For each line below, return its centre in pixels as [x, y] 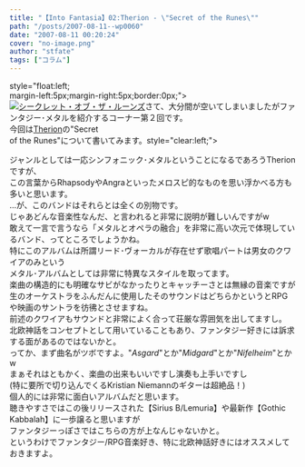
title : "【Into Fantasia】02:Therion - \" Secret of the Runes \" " [134, 18]
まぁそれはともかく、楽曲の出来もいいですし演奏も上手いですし [128, 374]
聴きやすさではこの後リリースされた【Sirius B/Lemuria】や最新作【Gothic [148, 408]
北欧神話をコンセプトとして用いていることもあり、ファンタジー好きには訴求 [152, 330]
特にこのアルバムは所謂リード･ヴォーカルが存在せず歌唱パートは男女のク [147, 250]
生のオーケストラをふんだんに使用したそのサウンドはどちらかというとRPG [149, 296]
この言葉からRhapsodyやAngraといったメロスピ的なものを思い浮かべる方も [151, 182]
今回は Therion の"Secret [54, 129]
